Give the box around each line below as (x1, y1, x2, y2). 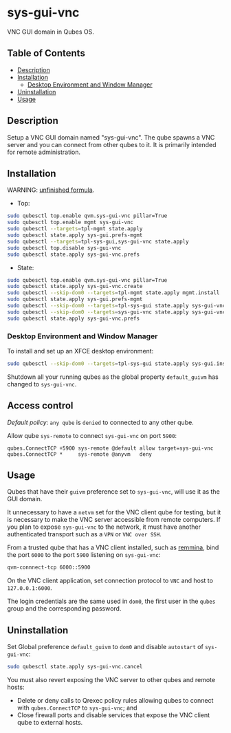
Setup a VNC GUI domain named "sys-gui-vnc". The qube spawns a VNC (7, 133, 215, 142)
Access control (7, 400, 74, 412)
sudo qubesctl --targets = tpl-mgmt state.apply (7, 226, 143, 232)
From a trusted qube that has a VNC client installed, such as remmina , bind (7, 543, 219, 551)
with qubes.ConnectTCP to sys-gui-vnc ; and (16, 703, 137, 712)
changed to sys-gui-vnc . (7, 380, 77, 388)
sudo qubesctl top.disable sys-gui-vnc (7, 244, 122, 252)
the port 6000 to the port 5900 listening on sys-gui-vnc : (7, 551, 161, 559)
